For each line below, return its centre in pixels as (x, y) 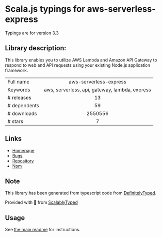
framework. (16, 70)
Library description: (36, 48)
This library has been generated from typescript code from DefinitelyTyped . (81, 193)
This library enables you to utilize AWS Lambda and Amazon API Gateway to (81, 60)
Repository (23, 161)
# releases (19, 98)
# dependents (24, 105)
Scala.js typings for (45, 9)
